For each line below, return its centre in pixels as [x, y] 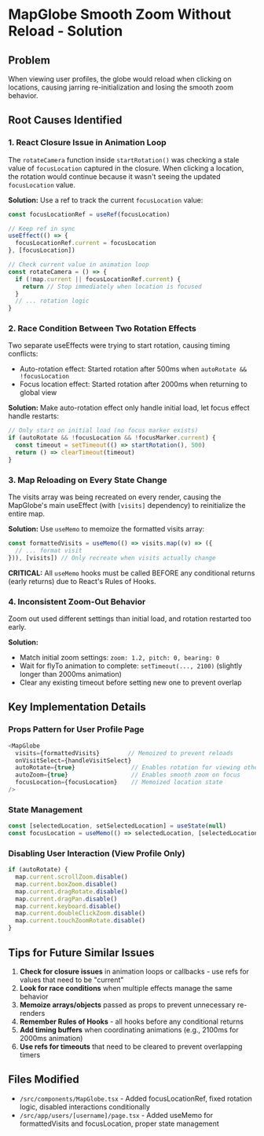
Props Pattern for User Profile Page [76, 729]
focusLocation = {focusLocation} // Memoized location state [119, 783]
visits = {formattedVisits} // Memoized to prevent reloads [125, 753]
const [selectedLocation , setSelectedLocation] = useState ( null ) [117, 826]
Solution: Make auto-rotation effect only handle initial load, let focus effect [129, 408]
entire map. [27, 514]
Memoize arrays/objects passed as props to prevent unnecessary [127, 1005]
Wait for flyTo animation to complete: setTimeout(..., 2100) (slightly [131, 666]
